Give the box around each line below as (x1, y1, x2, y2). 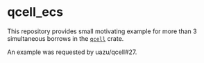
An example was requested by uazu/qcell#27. (7, 48, 137, 56)
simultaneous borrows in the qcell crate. (7, 34, 124, 42)
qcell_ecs (7, 4, 64, 20)
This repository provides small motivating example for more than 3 (7, 27, 197, 35)
